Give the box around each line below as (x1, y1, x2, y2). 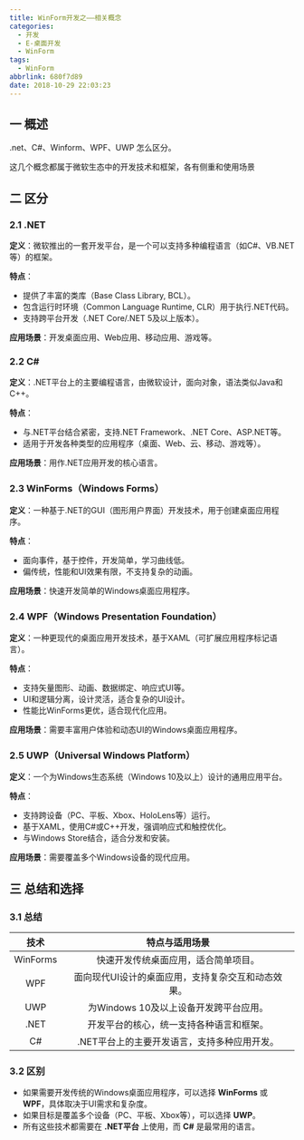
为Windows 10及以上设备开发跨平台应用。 (87, 1001, 269, 1014)
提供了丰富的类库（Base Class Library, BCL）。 (22, 290, 196, 301)
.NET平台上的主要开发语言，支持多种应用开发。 (76, 1036, 280, 1047)
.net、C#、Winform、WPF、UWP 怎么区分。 (9, 142, 176, 153)
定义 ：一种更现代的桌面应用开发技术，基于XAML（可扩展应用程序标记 (9, 632, 270, 644)
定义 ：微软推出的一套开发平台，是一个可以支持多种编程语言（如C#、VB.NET (9, 240, 295, 251)
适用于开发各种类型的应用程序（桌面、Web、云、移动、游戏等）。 (22, 438, 266, 449)
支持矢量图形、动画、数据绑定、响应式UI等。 (22, 682, 190, 694)
